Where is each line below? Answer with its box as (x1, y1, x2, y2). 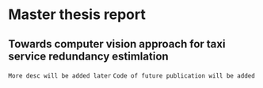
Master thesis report (8, 6, 147, 24)
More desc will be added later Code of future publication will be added (8, 72, 255, 80)
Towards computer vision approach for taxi (8, 37, 226, 51)
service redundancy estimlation (8, 49, 169, 63)
